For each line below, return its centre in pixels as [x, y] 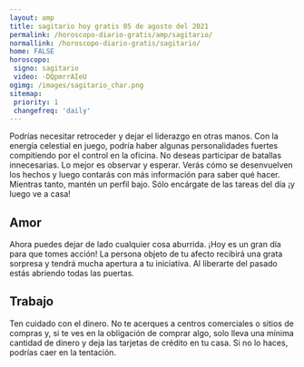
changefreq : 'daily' [52, 111]
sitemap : [26, 93]
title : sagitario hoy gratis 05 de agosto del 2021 [109, 26]
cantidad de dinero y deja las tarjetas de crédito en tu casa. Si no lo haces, [149, 343]
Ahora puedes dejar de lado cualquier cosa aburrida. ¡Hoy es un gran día [145, 245]
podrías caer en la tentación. [63, 352]
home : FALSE [32, 52]
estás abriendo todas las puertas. [72, 274]
